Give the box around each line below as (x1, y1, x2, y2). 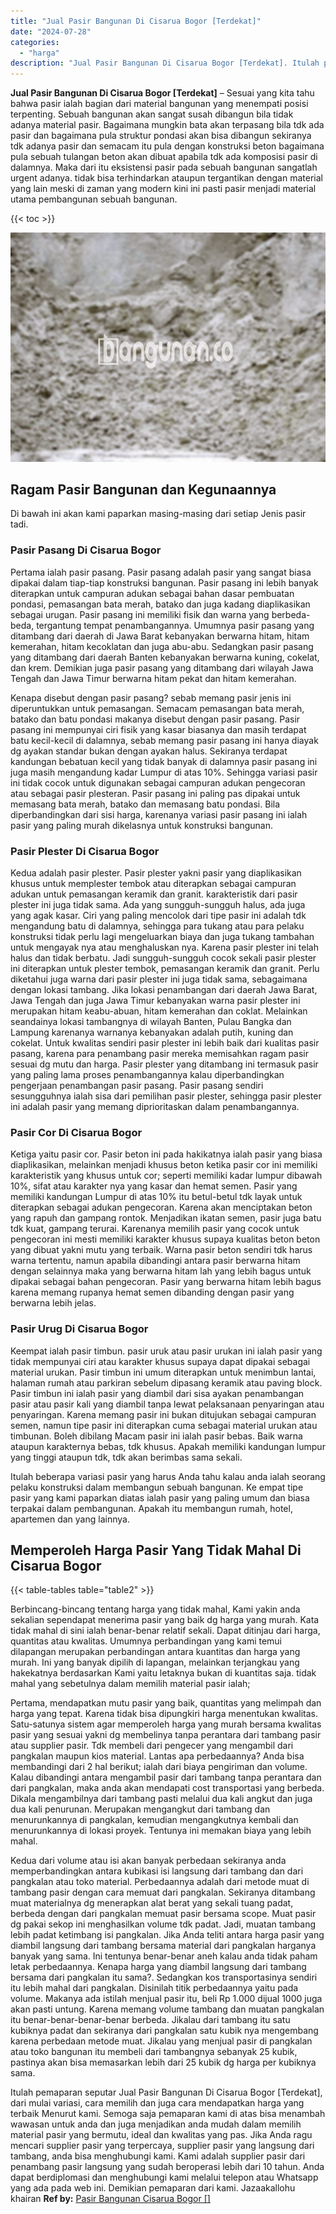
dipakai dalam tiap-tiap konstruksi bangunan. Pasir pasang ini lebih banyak (10, 576, 319, 589)
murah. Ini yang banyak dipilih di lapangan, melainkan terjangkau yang (10, 1656, 300, 1669)
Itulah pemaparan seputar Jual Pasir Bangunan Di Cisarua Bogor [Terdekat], (10, 2086, 323, 2099)
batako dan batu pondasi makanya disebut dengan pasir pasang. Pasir (10, 713, 301, 725)
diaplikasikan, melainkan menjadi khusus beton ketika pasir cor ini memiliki (10, 1159, 318, 1171)
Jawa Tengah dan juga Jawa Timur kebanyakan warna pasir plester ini (10, 995, 301, 1007)
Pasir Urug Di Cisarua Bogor (10, 1322, 149, 1336)
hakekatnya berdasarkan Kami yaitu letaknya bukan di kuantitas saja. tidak (10, 1667, 317, 1679)
